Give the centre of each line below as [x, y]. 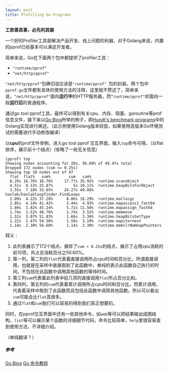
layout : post [19, 10]
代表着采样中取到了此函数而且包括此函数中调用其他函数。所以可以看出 [86, 290]
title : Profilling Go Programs [38, 15]
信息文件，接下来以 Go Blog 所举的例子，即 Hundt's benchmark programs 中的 [85, 119]
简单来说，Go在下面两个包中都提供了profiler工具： [58, 57]
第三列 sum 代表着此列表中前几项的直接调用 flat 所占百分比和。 [76, 278]
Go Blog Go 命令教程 [27, 363]
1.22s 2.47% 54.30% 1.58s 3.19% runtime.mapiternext [76, 221]
